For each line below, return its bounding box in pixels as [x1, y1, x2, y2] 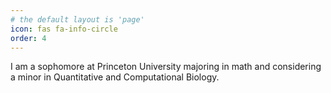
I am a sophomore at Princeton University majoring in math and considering [10, 61, 322, 73]
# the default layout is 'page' [10, 14, 145, 25]
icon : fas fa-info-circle [10, 24, 118, 34]
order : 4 [10, 33, 47, 43]
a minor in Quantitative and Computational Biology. [10, 71, 220, 83]
